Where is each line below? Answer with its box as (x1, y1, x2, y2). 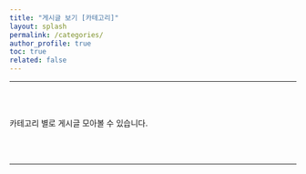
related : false (9, 56, 67, 65)
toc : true (9, 47, 47, 56)
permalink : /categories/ (9, 30, 104, 39)
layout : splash (9, 22, 67, 31)
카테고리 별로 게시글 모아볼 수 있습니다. (9, 118, 148, 128)
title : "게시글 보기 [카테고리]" (9, 13, 119, 23)
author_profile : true (9, 38, 92, 48)
